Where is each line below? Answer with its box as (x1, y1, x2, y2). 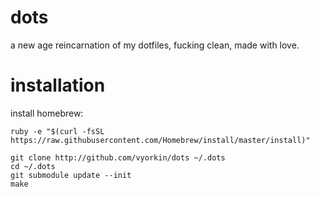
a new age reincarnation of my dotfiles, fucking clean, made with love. (10, 39, 300, 51)
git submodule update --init (10, 170, 132, 180)
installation (10, 74, 106, 97)
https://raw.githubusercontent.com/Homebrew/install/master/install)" (10, 135, 311, 145)
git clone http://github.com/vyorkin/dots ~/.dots (10, 152, 226, 163)
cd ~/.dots (10, 161, 56, 171)
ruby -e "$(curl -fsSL (10, 126, 105, 136)
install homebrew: (10, 107, 84, 119)
